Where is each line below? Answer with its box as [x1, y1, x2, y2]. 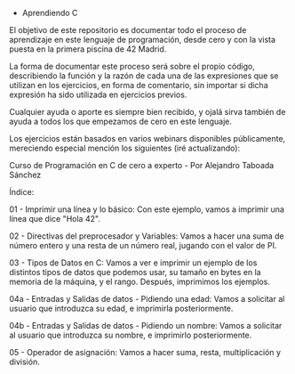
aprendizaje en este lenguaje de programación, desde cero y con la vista [9, 35, 276, 45]
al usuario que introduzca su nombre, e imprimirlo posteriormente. [9, 329, 252, 340]
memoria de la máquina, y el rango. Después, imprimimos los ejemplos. [9, 276, 271, 287]
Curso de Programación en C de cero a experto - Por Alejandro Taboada [9, 160, 275, 170]
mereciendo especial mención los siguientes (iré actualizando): [9, 142, 241, 153]
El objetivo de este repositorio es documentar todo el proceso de [9, 25, 247, 35]
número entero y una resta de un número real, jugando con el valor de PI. [9, 240, 277, 250]
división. [9, 356, 40, 367]
